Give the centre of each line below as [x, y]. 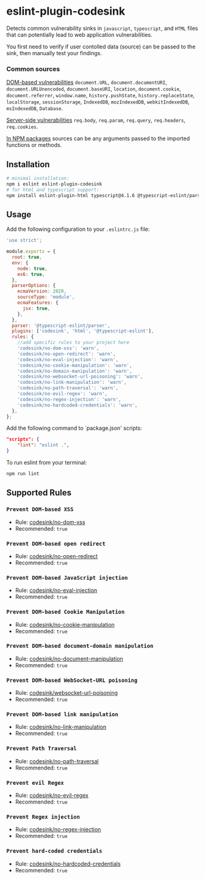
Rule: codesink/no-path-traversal [57, 761]
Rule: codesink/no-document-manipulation [69, 659]
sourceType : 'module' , [46, 297]
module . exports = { [31, 252]
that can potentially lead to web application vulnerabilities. [79, 34]
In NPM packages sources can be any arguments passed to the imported [98, 138]
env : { [20, 263]
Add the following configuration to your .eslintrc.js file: [78, 229]
